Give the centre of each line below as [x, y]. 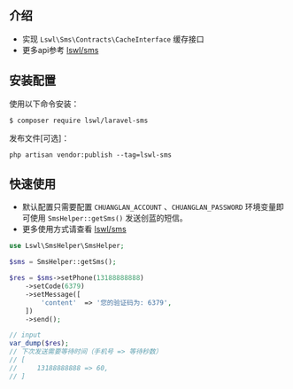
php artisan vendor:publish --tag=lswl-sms [91, 155]
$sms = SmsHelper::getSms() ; [63, 262]
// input [25, 335]
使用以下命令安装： [44, 104]
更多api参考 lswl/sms [60, 50]
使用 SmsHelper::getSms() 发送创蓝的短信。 [108, 218]
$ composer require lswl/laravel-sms [79, 121]
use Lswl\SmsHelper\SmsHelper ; [67, 246]
